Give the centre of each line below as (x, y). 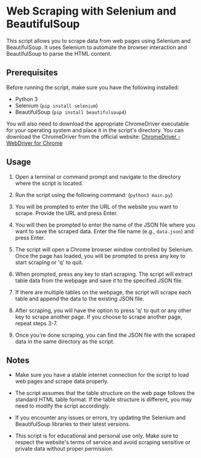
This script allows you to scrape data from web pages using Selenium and (98, 41)
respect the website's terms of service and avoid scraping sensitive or (103, 442)
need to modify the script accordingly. (63, 406)
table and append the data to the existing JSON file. (79, 299)
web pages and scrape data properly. (62, 381)
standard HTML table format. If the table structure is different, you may (103, 400)
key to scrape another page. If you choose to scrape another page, (99, 317)
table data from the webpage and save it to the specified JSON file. (99, 280)
